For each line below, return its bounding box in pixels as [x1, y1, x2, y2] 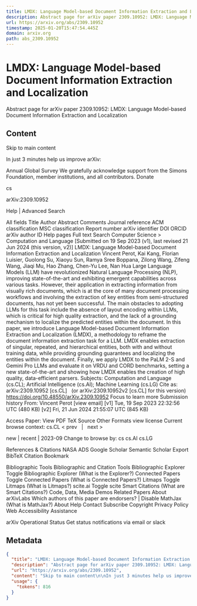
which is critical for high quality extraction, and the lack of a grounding [6, 312, 177, 319]
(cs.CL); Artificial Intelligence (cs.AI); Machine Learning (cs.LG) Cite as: [6, 381, 178, 388]
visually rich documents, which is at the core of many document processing [6, 287, 189, 294]
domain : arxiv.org [6, 31, 51, 36]
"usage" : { [11, 578, 38, 584]
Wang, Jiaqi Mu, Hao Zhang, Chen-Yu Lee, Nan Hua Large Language [6, 262, 172, 269]
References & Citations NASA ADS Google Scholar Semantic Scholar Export [6, 446, 189, 453]
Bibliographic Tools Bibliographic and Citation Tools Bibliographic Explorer [6, 463, 185, 470]
